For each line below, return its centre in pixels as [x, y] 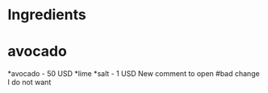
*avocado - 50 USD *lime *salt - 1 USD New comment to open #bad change [134, 74]
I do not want [29, 83]
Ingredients [47, 15]
